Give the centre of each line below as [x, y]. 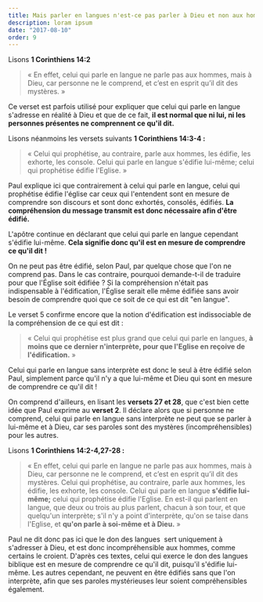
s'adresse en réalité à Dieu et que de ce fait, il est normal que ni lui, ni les [127, 115]
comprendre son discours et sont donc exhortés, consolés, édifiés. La [121, 202]
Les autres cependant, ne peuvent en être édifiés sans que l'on [134, 573]
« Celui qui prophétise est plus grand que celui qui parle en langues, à [140, 338]
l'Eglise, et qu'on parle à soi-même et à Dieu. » [104, 524]
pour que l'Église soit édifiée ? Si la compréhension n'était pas [108, 283]
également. [26, 589]
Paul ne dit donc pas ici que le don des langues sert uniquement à [115, 539]
